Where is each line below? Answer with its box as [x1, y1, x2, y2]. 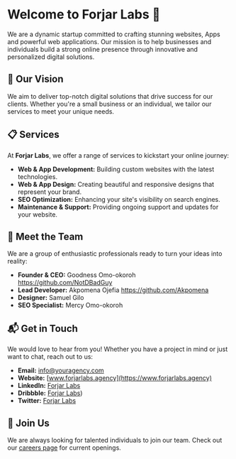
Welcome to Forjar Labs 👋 [7, 6, 161, 23]
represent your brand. [17, 188, 82, 196]
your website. [17, 210, 58, 219]
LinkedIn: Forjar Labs [17, 382, 81, 390]
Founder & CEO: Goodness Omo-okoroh [17, 271, 136, 279]
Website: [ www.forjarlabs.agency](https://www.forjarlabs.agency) [17, 374, 213, 382]
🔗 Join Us [7, 417, 50, 429]
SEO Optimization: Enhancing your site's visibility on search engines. [17, 195, 221, 203]
